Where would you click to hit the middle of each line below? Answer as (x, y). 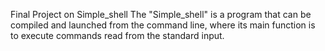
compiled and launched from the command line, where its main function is (163, 25)
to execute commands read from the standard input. (117, 35)
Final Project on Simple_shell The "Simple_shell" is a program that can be (161, 14)
